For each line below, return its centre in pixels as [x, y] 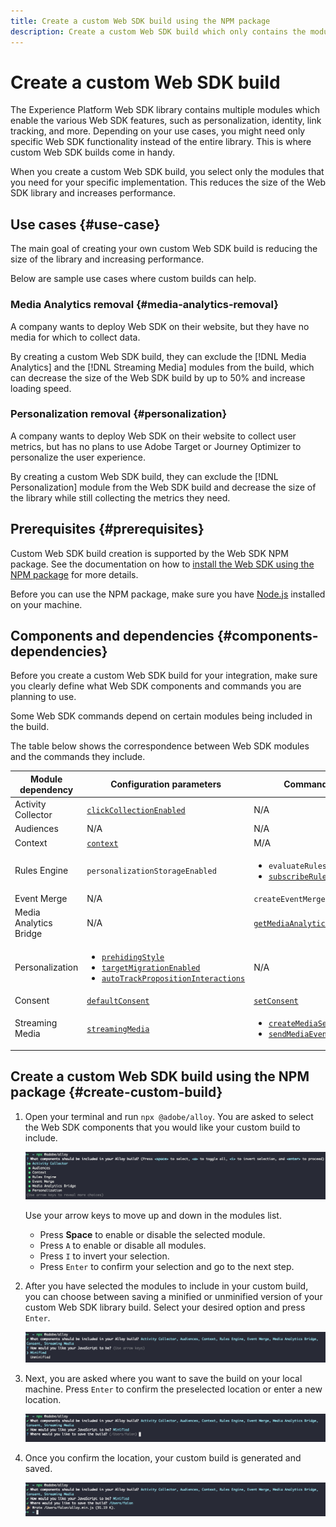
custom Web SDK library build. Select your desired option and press [165, 1307]
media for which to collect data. [75, 337]
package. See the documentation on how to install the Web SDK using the [162, 564]
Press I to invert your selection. [104, 1256]
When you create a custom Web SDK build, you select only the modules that [167, 172]
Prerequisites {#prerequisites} [107, 529]
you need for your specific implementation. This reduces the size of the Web [168, 182]
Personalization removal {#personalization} [119, 414]
